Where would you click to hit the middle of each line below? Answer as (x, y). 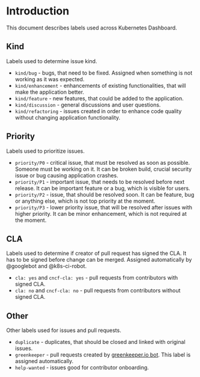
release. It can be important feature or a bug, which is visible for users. (102, 188)
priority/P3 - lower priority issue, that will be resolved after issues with (103, 207)
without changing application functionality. (68, 117)
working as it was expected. (50, 79)
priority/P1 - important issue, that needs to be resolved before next (100, 182)
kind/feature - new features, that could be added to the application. (99, 98)
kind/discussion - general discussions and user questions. (88, 105)
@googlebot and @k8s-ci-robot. (47, 266)
